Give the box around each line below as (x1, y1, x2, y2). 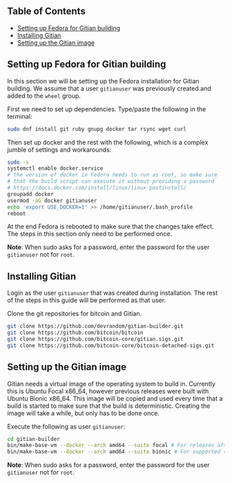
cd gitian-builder (7, 435, 60, 442)
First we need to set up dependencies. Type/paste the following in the (7, 105, 206, 113)
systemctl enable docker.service (7, 165, 104, 172)
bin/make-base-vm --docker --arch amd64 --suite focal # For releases (7, 442, 215, 449)
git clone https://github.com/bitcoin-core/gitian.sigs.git (7, 335, 184, 342)
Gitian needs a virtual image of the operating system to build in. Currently (7, 379, 216, 388)
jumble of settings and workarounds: (7, 145, 112, 154)
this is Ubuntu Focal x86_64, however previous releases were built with (7, 386, 209, 395)
